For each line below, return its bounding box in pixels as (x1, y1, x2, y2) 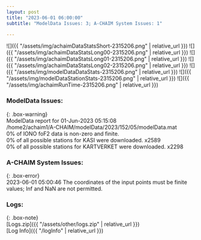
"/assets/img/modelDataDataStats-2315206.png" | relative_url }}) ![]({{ (14, 68, 191, 76)
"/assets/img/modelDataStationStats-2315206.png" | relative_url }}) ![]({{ (6, 75, 189, 82)
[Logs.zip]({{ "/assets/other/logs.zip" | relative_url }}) (6, 220, 140, 228)
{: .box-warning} (6, 111, 48, 118)
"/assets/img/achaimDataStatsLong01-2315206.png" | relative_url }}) (14, 56, 188, 63)
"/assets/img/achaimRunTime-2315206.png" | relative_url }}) (6, 81, 159, 89)
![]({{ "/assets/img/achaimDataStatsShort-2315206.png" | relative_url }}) (6, 42, 188, 49)
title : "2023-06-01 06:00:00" (6, 15, 84, 21)
